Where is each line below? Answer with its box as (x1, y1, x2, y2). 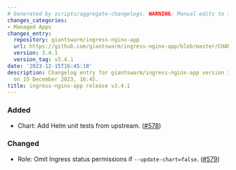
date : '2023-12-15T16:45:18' (7, 63, 93, 70)
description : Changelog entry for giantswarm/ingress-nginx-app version (7, 69, 225, 76)
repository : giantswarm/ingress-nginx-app (13, 37, 140, 44)
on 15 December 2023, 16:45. (13, 75, 99, 83)
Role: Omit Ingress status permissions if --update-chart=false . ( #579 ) (17, 155, 220, 163)
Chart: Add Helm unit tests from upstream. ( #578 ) (17, 121, 162, 130)
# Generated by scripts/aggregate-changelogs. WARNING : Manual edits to (7, 10, 225, 18)
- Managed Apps (7, 23, 52, 30)
